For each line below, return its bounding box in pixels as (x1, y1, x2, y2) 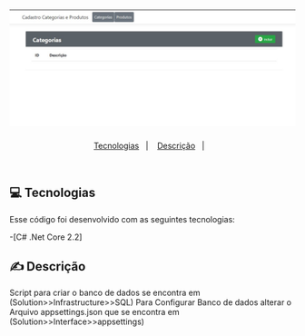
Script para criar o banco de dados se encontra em (9, 287, 201, 299)
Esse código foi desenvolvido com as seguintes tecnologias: (9, 213, 236, 224)
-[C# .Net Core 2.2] (9, 232, 83, 242)
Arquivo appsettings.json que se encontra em (9, 307, 180, 318)
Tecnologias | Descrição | (93, 140, 205, 151)
